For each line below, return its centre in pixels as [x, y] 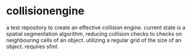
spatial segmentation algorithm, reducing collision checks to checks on [94, 33]
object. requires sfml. [32, 46]
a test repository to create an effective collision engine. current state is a [96, 27]
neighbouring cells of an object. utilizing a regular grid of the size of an [94, 40]
